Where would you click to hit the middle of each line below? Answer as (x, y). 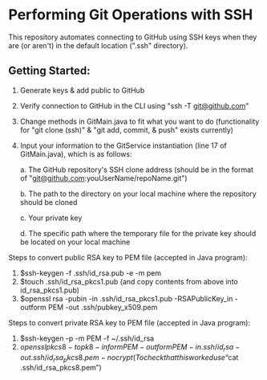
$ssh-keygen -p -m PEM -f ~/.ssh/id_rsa (87, 338)
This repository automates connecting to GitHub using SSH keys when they (133, 37)
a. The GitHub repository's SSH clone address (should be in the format (137, 170)
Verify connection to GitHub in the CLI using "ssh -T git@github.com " (134, 105)
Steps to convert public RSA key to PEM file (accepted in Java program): (128, 257)
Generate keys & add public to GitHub (82, 90)
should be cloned (49, 202)
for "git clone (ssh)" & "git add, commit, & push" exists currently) (127, 129)
